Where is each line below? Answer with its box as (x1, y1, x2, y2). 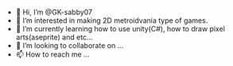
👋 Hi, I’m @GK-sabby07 (15, 8, 93, 16)
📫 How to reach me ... (15, 49, 90, 59)
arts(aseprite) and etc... (15, 32, 93, 42)
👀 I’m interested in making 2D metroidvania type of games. (15, 16, 208, 25)
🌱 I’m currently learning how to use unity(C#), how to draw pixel (15, 24, 225, 33)
